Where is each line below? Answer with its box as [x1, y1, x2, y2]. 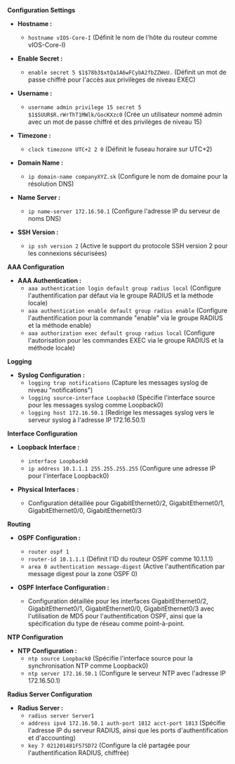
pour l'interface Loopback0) [27, 471, 109, 480]
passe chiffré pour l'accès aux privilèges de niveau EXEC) [27, 75, 196, 84]
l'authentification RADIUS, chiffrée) [27, 749, 130, 757]
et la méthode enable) [27, 321, 92, 329]
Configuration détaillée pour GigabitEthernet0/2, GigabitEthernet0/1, [27, 499, 225, 507]
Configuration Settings [7, 6, 76, 14]
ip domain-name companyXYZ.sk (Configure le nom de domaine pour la [27, 172, 228, 180]
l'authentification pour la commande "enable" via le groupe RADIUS [27, 314, 223, 322]
